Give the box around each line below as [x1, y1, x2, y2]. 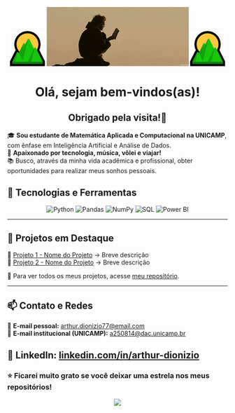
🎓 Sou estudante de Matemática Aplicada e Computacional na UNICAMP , [7, 130, 227, 140]
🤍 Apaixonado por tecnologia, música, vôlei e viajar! [7, 148, 162, 157]
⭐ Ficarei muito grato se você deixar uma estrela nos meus [7, 371, 210, 381]
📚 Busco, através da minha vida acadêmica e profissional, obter [7, 156, 194, 165]
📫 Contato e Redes [7, 299, 93, 311]
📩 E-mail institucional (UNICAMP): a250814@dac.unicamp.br [7, 329, 186, 337]
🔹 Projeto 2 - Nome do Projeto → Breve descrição [7, 258, 150, 266]
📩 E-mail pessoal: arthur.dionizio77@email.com [7, 321, 145, 330]
